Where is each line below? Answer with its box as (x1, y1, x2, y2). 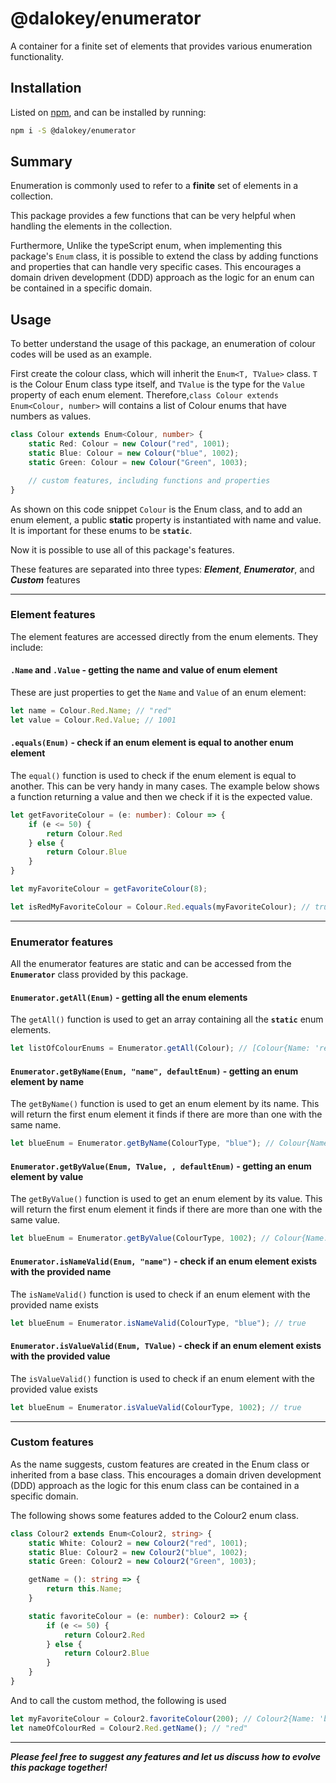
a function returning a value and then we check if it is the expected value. (10, 790, 313, 802)
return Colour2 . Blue (63, 1648, 150, 1659)
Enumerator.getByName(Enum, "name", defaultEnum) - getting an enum (10, 1065, 299, 1077)
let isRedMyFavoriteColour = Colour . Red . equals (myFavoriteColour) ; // (10, 902, 311, 912)
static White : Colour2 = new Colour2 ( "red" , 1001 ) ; (28, 1538, 248, 1548)
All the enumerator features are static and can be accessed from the (10, 958, 292, 970)
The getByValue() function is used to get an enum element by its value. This (10, 1193, 323, 1205)
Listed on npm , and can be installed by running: (10, 106, 207, 118)
